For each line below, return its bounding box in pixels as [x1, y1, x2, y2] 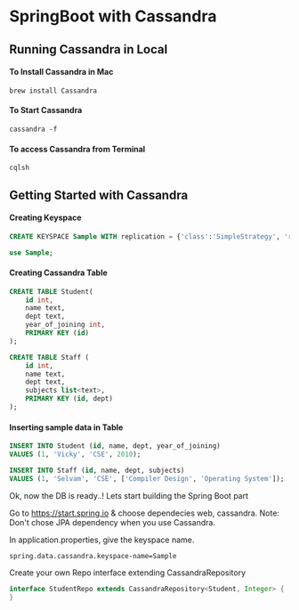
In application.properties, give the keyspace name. [9, 534, 195, 545]
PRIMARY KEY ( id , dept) [25, 394, 114, 403]
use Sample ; [9, 248, 53, 257]
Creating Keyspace [9, 212, 82, 224]
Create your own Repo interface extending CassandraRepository [9, 567, 246, 578]
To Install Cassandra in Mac [9, 67, 114, 77]
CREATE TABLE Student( [9, 287, 93, 296]
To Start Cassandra [9, 105, 83, 116]
